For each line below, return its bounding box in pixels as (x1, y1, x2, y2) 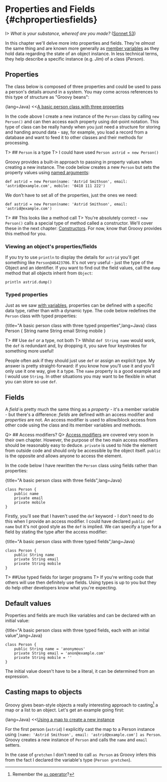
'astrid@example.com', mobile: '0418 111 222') (5, 183, 106, 188)
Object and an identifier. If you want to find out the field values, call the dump (5, 265, 161, 271)
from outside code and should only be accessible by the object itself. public (5, 448, 161, 454)
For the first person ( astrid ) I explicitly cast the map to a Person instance (5, 726, 155, 732)
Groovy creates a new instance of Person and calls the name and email (5, 737, 148, 743)
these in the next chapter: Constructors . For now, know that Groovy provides (5, 225, 162, 231)
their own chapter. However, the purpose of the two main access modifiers (5, 437, 158, 443)
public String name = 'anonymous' (14, 646, 85, 651)
